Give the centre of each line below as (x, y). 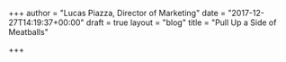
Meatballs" (28, 32)
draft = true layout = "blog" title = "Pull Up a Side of (181, 22)
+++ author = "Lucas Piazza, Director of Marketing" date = (117, 13)
